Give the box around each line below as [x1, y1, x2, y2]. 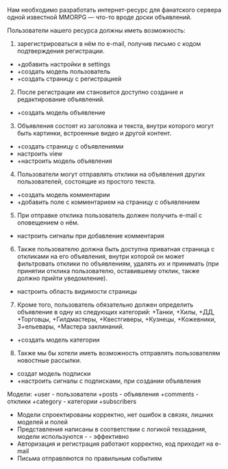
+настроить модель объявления [16, 157, 113, 165]
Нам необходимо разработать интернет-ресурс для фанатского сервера [7, 6, 222, 14]
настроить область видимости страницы [16, 288, 138, 295]
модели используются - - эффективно [16, 433, 129, 440]
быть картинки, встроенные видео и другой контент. [16, 129, 172, 137]
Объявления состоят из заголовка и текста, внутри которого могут [16, 122, 214, 129]
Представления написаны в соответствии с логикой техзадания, [16, 425, 207, 433]
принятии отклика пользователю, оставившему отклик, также [16, 267, 200, 275]
